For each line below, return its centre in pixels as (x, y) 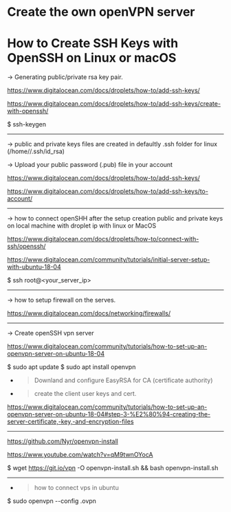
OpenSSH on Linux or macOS (92, 58)
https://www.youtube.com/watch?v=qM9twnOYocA (80, 455)
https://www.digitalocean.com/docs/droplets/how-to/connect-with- (103, 239)
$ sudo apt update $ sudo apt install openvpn (71, 367)
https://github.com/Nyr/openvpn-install (63, 441)
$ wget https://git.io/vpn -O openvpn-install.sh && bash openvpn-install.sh (113, 468)
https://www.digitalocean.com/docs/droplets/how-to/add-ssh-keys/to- (108, 191)
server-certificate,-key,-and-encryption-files (70, 422)
